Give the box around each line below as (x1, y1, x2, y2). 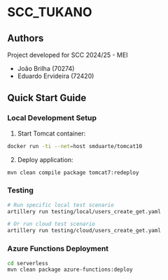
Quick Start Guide (7, 92, 87, 104)
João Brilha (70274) (17, 65, 75, 72)
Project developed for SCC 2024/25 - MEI (7, 51, 128, 59)
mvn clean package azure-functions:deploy (7, 266, 133, 274)
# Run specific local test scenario (7, 201, 114, 208)
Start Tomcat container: (17, 129, 86, 138)
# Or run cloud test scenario (7, 220, 96, 228)
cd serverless (7, 260, 49, 267)
